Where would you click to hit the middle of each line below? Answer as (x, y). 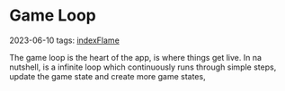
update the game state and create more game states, (107, 76)
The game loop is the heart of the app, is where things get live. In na (136, 57)
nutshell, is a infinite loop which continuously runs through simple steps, (143, 67)
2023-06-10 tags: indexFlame (64, 40)
